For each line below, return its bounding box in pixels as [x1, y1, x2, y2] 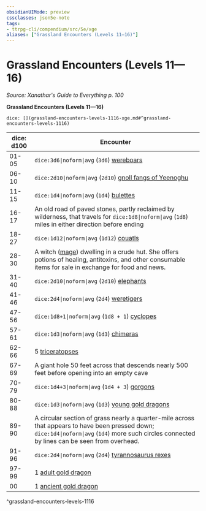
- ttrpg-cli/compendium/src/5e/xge [6, 26, 97, 32]
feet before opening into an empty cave [34, 369, 148, 377]
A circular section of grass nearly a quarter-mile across [34, 414, 195, 423]
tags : [6, 20, 20, 26]
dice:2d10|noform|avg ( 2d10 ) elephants [34, 277, 147, 286]
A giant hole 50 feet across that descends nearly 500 [34, 361, 189, 369]
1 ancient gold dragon [34, 482, 98, 491]
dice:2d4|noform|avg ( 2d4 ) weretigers [34, 295, 143, 303]
